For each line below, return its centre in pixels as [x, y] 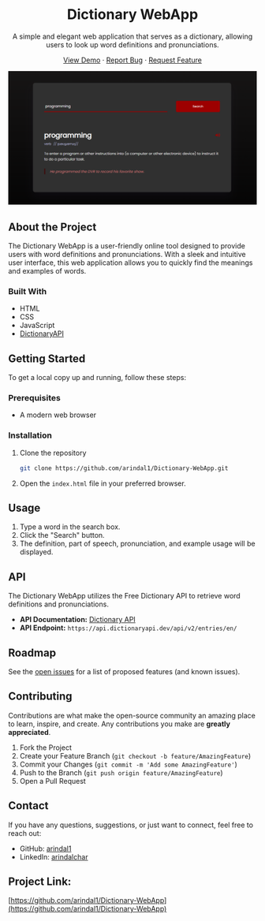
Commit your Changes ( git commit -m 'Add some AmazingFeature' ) [129, 764]
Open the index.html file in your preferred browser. [103, 483]
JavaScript [37, 326]
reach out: [25, 833]
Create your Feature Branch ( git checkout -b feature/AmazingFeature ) [135, 755]
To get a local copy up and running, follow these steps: [97, 378]
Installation [30, 435]
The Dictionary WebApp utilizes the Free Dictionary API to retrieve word [124, 596]
